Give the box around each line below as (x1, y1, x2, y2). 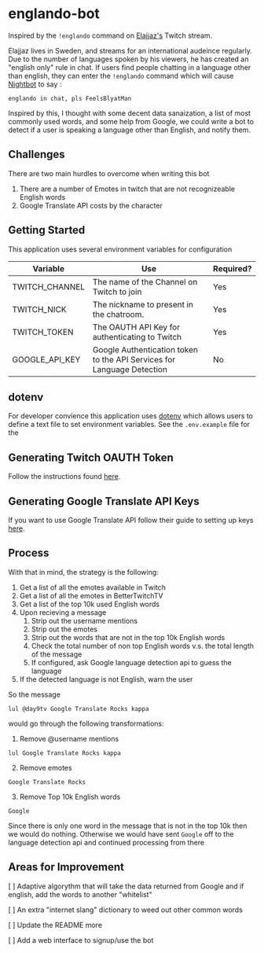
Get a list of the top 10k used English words (19, 599, 159, 609)
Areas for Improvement (8, 860, 124, 874)
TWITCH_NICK (12, 304, 67, 315)
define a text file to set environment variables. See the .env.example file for (8, 420, 250, 429)
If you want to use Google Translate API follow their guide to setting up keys (8, 516, 254, 524)
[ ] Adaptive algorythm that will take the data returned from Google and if (8, 881, 244, 891)
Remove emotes (19, 763, 72, 772)
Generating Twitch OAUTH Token (8, 451, 174, 464)
